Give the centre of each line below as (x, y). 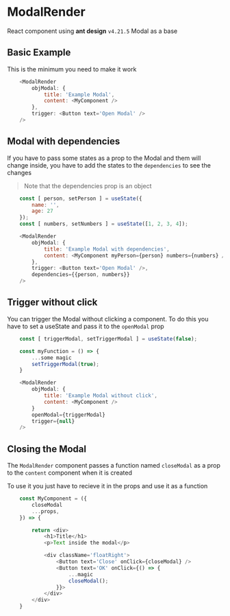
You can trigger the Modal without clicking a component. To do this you (108, 319)
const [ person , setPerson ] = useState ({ (81, 198)
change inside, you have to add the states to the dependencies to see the (109, 165)
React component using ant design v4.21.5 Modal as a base (92, 31)
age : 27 (42, 211)
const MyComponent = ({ (53, 499)
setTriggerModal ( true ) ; (65, 364)
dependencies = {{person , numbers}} (81, 275)
